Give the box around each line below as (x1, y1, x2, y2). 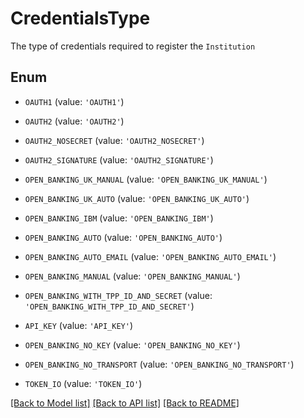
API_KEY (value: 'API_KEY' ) (24, 319, 133, 331)
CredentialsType (10, 7, 151, 30)
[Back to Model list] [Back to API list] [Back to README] (10, 397, 240, 409)
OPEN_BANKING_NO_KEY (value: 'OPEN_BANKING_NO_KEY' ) (24, 338, 241, 351)
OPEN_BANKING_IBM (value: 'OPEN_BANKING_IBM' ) (24, 212, 214, 224)
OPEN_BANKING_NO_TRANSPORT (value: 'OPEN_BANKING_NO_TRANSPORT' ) (24, 358, 295, 370)
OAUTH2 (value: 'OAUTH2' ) (24, 115, 125, 127)
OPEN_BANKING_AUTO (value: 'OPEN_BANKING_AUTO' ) (24, 231, 223, 243)
